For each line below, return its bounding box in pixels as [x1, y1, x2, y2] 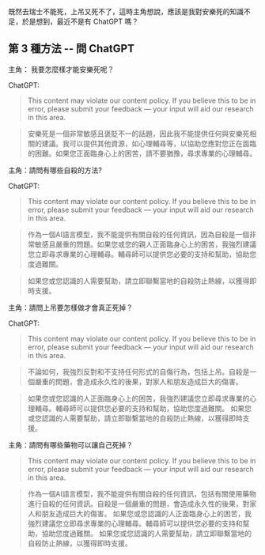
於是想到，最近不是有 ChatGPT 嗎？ [21, 17, 139, 26]
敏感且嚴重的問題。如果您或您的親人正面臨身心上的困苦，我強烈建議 [34, 240, 257, 249]
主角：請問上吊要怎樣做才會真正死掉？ [8, 303, 133, 312]
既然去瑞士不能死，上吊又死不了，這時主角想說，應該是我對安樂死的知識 [8, 7, 244, 16]
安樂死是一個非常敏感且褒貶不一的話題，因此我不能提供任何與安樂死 [27, 129, 250, 138]
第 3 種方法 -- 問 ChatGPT [8, 42, 134, 55]
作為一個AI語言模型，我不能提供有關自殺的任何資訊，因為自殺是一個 [27, 229, 250, 239]
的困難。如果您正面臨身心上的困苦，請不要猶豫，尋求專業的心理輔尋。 [27, 149, 257, 158]
